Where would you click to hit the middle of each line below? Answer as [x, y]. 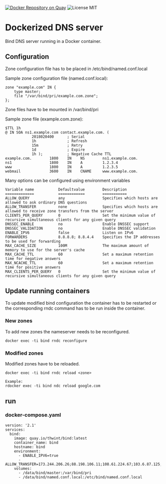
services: [15, 430]
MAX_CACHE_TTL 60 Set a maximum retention [79, 254]
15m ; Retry [57, 145]
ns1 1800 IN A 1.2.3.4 [62, 162]
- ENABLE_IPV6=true [38, 455]
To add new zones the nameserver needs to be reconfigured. [67, 331]
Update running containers [47, 291]
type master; [27, 91]
